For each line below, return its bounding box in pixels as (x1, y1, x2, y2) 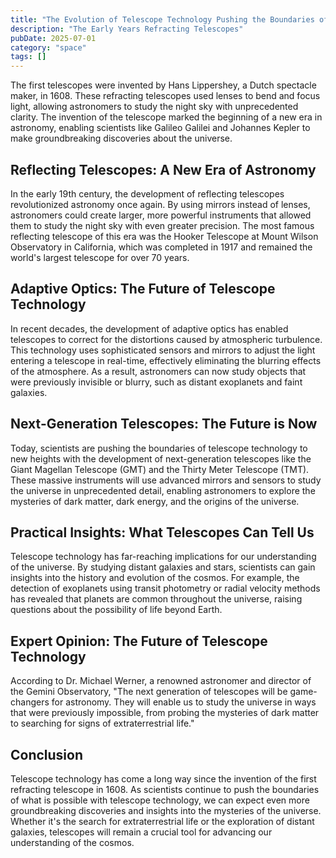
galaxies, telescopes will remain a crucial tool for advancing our (10, 826, 273, 838)
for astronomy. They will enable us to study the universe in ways (51, 696, 317, 708)
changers (10, 696, 50, 708)
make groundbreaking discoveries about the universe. (10, 132, 233, 145)
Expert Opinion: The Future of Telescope (10, 632, 268, 650)
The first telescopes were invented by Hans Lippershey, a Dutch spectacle (10, 79, 317, 91)
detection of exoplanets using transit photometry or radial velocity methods (10, 582, 321, 595)
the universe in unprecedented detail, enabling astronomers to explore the (10, 484, 316, 496)
